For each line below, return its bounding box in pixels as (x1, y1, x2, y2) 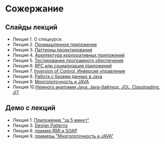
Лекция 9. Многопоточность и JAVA (12, 78, 89, 84)
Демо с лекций (5, 103, 56, 112)
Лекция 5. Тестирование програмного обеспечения (12, 57, 124, 63)
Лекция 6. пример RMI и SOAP (12, 127, 77, 133)
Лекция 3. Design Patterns (12, 122, 68, 128)
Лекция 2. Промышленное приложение (12, 41, 97, 47)
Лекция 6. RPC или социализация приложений (12, 63, 112, 68)
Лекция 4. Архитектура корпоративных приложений (12, 52, 125, 58)
